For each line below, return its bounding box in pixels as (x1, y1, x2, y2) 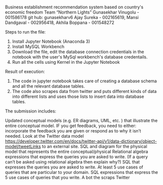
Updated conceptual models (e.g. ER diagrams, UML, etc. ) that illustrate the (5, 118, 158, 123)
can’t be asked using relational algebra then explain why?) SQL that (5, 159, 140, 165)
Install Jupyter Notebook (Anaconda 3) (12, 38, 91, 44)
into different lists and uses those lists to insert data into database (12, 93, 145, 99)
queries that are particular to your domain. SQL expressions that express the (5, 169, 158, 175)
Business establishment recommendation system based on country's (5, 4, 144, 10)
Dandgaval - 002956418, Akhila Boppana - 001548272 (5, 19, 114, 25)
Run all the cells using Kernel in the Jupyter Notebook (12, 59, 120, 65)
